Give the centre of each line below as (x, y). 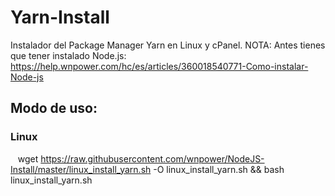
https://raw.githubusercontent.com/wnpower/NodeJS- (152, 158)
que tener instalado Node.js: (68, 55)
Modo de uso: (54, 108)
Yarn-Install (60, 17)
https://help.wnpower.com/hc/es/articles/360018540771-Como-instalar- (159, 66)
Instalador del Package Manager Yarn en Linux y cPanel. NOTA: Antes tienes (168, 45)
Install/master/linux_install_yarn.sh (81, 169)
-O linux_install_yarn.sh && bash (219, 169)
